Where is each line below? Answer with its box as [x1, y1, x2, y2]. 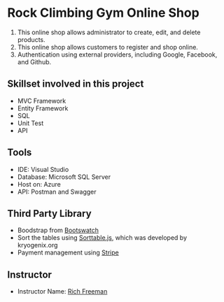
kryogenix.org [17, 241, 58, 250]
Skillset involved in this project [7, 78, 144, 90]
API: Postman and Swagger [17, 187, 97, 196]
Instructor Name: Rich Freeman [17, 287, 108, 296]
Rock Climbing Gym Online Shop [7, 5, 199, 21]
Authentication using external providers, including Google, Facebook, [17, 50, 218, 59]
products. [17, 35, 45, 43]
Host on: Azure [17, 180, 62, 188]
